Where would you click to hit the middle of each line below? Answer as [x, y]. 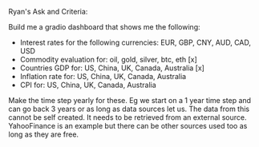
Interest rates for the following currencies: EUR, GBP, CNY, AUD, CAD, [135, 42]
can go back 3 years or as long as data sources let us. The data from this [129, 109]
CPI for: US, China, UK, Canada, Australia [88, 85]
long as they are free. [43, 134]
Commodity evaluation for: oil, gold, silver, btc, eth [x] [109, 60]
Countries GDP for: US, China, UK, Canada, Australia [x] [112, 68]
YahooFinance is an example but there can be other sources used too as [128, 126]
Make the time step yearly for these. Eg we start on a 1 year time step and [129, 100]
